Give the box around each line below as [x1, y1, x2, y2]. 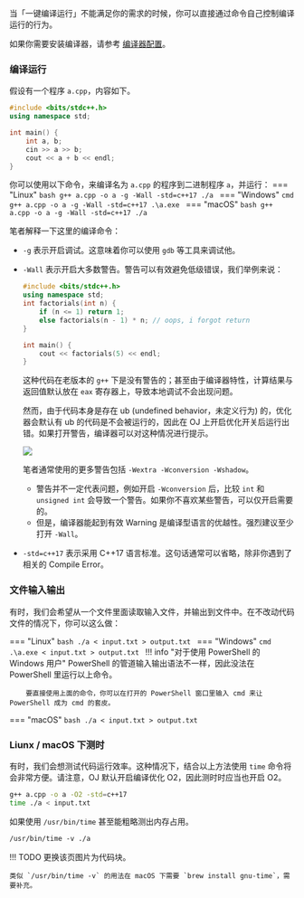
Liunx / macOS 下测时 [9, 738, 105, 751]
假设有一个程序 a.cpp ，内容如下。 [9, 85, 136, 97]
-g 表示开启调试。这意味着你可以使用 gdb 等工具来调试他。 [22, 245, 241, 256]
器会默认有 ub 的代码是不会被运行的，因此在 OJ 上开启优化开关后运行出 [22, 417, 290, 428]
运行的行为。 [9, 19, 57, 30]
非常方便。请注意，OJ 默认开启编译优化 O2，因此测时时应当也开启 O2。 [16, 771, 287, 782]
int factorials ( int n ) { [22, 299, 117, 308]
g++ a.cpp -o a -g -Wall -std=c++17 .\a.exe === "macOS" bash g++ [9, 199, 273, 210]
